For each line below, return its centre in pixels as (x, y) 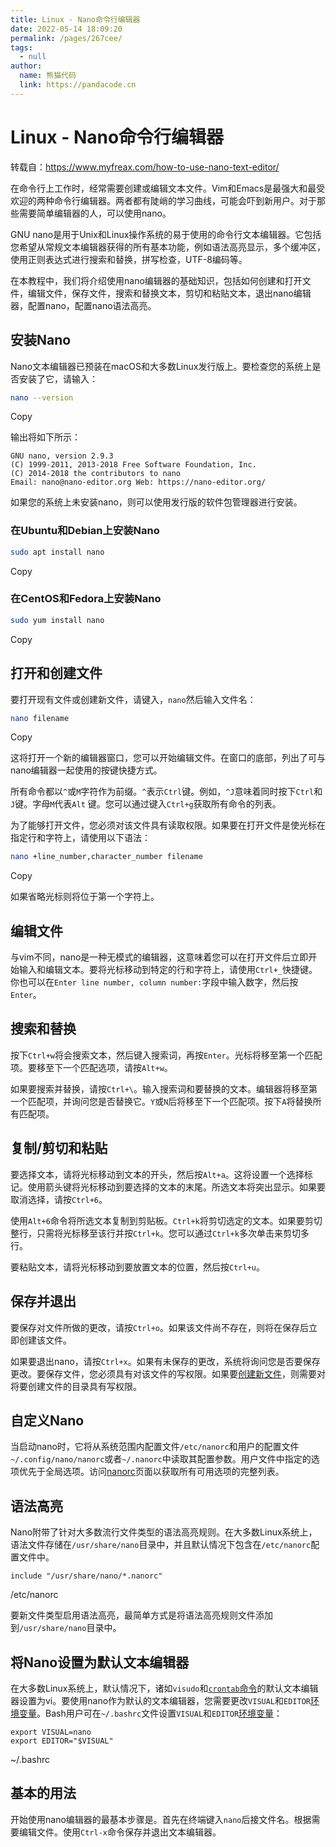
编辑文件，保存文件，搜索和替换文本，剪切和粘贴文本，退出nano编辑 (169, 293)
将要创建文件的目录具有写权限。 (76, 1386)
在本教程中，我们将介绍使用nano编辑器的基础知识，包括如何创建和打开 (156, 280)
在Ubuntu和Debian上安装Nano (85, 531)
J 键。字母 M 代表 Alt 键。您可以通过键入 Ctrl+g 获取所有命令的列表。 (146, 804)
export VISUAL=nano (51, 1732)
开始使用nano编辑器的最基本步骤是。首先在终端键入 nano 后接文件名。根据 (161, 1819)
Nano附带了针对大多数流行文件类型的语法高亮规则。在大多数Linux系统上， (164, 1532)
